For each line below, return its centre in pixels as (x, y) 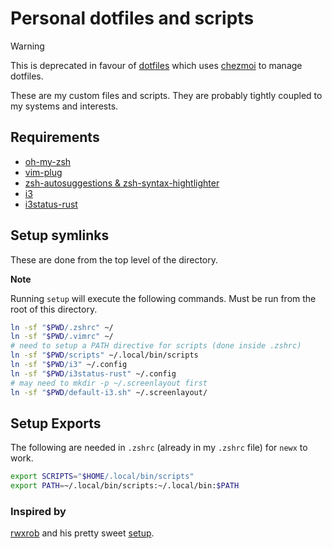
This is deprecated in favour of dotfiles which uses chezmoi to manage (156, 65)
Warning (27, 46)
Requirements (55, 137)
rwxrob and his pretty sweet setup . (82, 533)
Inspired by (38, 512)
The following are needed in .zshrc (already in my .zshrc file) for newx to (159, 448)
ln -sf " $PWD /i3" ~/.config (69, 365)
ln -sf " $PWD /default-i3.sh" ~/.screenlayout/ (109, 392)
